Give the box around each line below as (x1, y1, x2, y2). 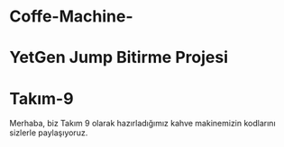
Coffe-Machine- (9, 6, 133, 27)
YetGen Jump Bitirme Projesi (9, 48, 228, 68)
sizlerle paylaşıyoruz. (9, 127, 88, 138)
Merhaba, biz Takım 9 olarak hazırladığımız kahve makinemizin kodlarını (9, 118, 277, 129)
